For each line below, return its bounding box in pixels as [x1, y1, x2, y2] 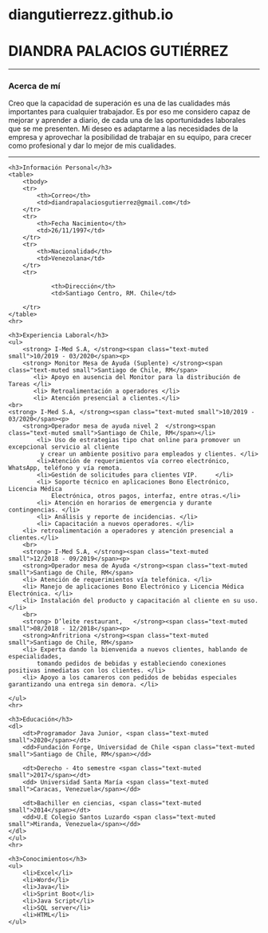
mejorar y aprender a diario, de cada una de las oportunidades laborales [8, 116, 246, 125]
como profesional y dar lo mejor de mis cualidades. [8, 141, 177, 151]
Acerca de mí [8, 81, 61, 92]
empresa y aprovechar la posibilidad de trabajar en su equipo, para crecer [8, 132, 252, 142]
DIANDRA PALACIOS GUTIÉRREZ [8, 42, 229, 61]
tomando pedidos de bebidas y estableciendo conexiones [37, 660, 227, 668]
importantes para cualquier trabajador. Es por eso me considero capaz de [8, 107, 251, 117]
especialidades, [8, 653, 62, 661]
